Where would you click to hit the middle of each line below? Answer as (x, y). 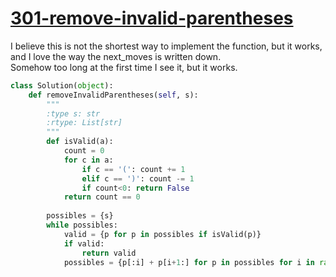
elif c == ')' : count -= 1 (138, 178)
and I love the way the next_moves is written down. (116, 56)
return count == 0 (102, 197)
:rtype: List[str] (84, 123)
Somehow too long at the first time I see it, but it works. (124, 67)
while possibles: (82, 225)
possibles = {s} (80, 216)
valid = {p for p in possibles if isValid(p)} (162, 234)
